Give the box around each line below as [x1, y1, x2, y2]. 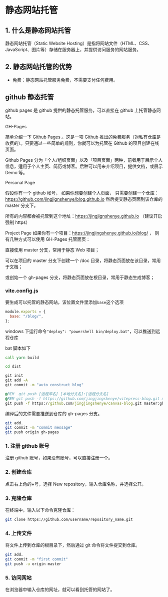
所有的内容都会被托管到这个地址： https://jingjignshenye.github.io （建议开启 [5, 213, 162, 219]
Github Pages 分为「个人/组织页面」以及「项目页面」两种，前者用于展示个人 [5, 157, 163, 163]
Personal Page [5, 179, 35, 185]
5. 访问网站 [5, 574, 32, 581]
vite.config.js [5, 287, 38, 294]
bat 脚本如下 [5, 345, 31, 351]
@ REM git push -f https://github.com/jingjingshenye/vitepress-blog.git [5, 396, 160, 401]
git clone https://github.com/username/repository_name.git [5, 517, 133, 522]
